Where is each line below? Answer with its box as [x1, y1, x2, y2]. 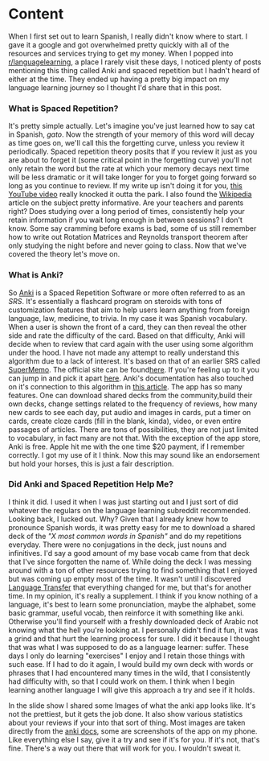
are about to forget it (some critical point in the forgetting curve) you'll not [8, 155, 252, 165]
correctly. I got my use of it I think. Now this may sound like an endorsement [8, 450, 260, 459]
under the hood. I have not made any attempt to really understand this [8, 348, 240, 357]
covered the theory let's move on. [8, 249, 120, 259]
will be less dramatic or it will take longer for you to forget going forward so [8, 172, 257, 182]
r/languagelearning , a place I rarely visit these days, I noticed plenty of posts [8, 57, 262, 67]
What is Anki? [8, 269, 64, 281]
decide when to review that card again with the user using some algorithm [8, 339, 254, 348]
